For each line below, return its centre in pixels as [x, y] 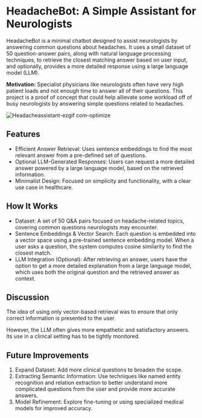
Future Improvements [48, 355]
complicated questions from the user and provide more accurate [95, 389]
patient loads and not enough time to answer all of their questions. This [95, 90]
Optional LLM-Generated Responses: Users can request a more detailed [105, 162]
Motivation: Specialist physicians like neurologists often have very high [95, 84]
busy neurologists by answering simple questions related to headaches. [96, 103]
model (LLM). [23, 72]
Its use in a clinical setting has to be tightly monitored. [73, 337]
